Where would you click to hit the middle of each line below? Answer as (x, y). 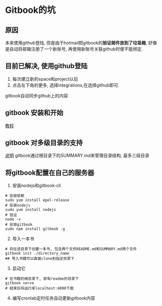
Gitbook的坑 (30, 10)
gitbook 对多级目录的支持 (44, 143)
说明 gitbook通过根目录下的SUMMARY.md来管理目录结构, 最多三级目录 (77, 155)
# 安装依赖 (15, 196)
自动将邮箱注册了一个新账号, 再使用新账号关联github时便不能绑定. (76, 49)
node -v (13, 219)
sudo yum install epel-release (37, 200)
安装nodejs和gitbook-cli (37, 186)
